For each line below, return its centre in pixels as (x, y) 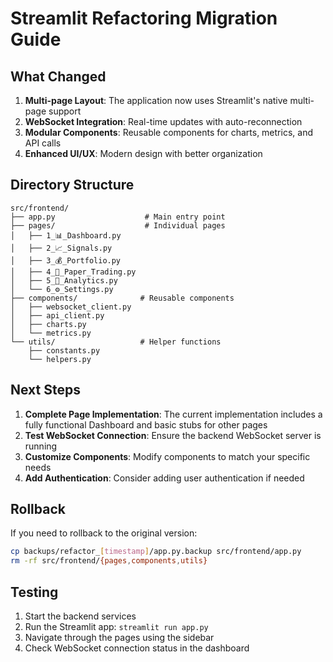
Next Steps (45, 390)
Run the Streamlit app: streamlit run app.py (116, 626)
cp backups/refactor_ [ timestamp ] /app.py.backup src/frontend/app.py (156, 552)
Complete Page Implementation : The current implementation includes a (173, 414)
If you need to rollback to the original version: (104, 533)
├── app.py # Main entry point (118, 217)
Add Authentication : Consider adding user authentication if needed (164, 478)
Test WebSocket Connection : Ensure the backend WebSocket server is (173, 435)
